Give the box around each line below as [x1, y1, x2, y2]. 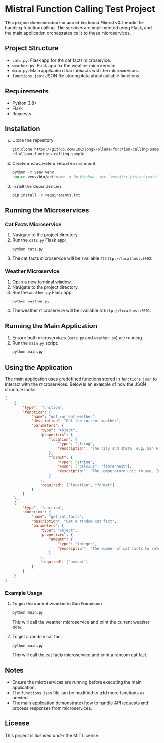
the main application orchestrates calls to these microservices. [5, 30, 131, 36]
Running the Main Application [5, 322, 98, 330]
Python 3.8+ [12, 100, 38, 106]
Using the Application [5, 363, 73, 371]
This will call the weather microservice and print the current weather [12, 619, 150, 625]
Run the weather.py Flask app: [12, 289, 73, 295]
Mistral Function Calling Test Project [5, 3, 155, 15]
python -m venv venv [12, 170, 54, 175]
